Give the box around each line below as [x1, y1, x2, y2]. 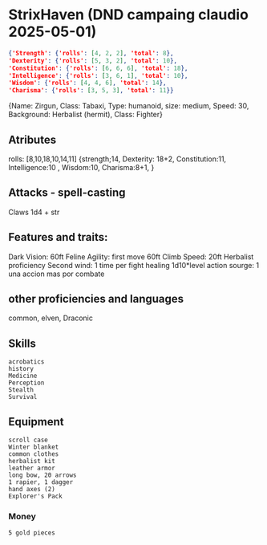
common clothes [8, 450, 59, 458]
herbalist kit [8, 458, 56, 466]
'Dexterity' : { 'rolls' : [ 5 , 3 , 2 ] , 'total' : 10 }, [8, 56, 178, 65]
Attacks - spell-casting [8, 186, 126, 200]
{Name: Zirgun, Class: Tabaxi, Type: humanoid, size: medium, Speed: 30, [8, 101, 249, 111]
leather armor [8, 464, 56, 473]
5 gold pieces [8, 529, 56, 537]
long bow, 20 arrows [8, 471, 78, 479]
